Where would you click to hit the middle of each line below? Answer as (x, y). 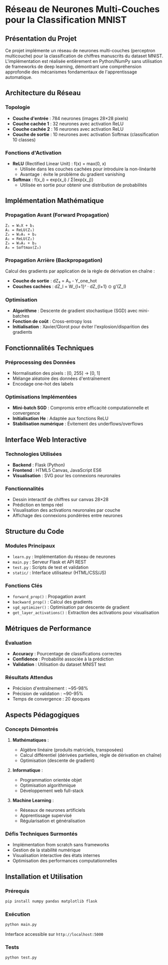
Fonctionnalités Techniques (50, 348)
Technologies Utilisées (34, 454)
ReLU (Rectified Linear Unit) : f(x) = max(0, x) (59, 163)
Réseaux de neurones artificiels (52, 810)
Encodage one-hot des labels (43, 383)
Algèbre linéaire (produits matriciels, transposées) (72, 749)
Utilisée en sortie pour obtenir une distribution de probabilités (83, 185)
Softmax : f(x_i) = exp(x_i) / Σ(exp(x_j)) (53, 179)
